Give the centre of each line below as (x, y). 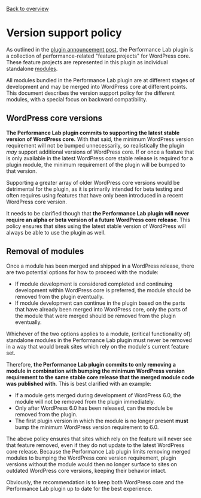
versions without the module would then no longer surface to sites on (92, 464)
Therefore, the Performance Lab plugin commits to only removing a (91, 364)
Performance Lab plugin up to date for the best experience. (79, 488)
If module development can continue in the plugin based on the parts (100, 303)
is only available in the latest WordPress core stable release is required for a (100, 158)
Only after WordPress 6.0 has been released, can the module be (94, 408)
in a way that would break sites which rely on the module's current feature (98, 346)
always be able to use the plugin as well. (56, 232)
